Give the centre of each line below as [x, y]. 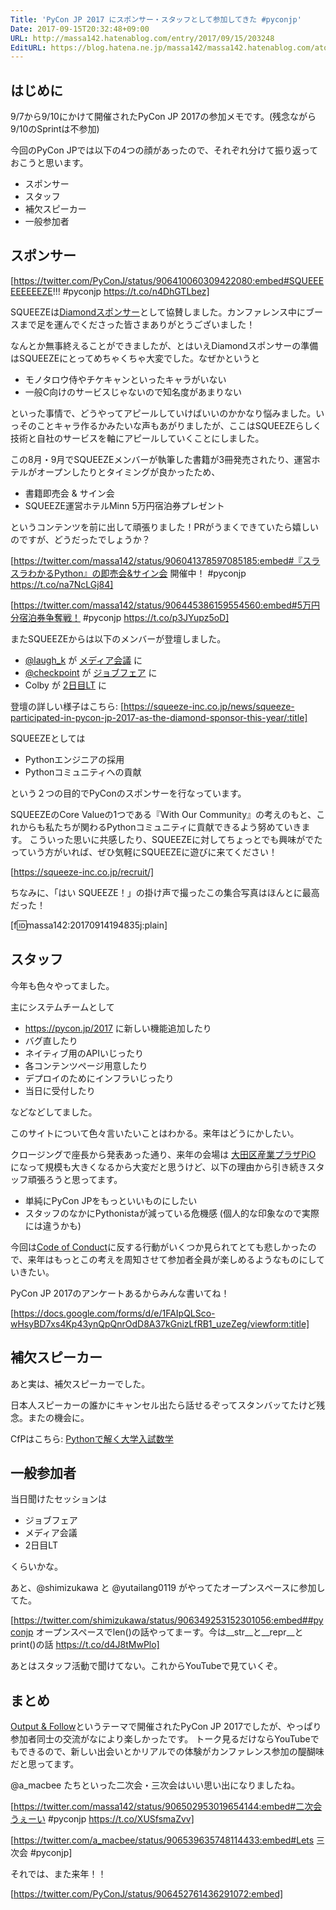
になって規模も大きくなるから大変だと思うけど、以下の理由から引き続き [159, 1167]
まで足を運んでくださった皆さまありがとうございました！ [137, 324]
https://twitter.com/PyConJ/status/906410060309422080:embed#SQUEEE [169, 280]
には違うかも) [53, 1225]
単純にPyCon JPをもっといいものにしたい [111, 1200]
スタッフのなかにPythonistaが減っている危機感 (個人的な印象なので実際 [172, 1213]
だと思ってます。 [45, 1764]
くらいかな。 [36, 1567]
